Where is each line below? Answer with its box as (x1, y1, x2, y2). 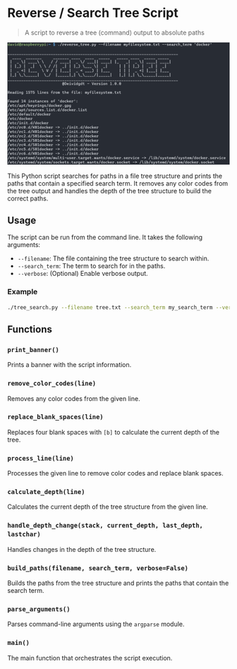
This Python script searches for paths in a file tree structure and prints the (7, 171, 223, 180)
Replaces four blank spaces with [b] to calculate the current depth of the (7, 428, 220, 436)
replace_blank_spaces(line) (7, 413, 104, 421)
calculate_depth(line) (7, 488, 85, 496)
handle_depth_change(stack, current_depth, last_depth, (7, 522, 203, 530)
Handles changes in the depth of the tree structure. (7, 545, 157, 553)
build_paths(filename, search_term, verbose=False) (7, 564, 189, 572)
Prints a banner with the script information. (7, 361, 132, 369)
